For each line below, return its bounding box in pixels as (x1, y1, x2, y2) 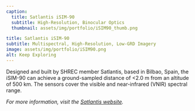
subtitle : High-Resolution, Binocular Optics (11, 19, 125, 25)
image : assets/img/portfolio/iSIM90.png (6, 46, 107, 53)
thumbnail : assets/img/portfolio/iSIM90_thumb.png (11, 25, 138, 31)
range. (6, 86, 22, 94)
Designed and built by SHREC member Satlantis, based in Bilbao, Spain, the (6, 68, 189, 75)
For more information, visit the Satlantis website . (6, 98, 124, 105)
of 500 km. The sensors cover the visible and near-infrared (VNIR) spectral (6, 80, 188, 88)
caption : (6, 8, 28, 15)
